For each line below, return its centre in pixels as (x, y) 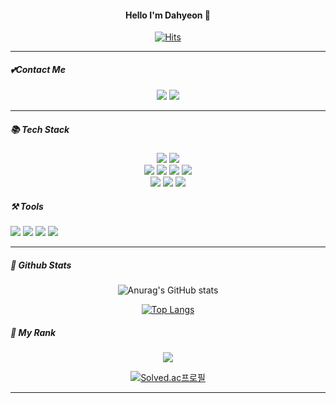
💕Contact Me (38, 69)
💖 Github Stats (41, 265)
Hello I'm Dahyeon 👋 (168, 15)
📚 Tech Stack (40, 129)
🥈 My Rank (33, 332)
